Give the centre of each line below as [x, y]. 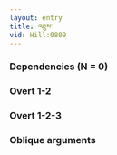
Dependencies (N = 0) [59, 67]
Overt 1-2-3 [35, 116]
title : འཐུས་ [31, 26]
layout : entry [36, 18]
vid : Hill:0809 [38, 35]
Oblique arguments [53, 140]
